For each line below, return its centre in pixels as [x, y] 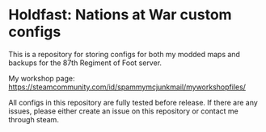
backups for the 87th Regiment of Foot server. [85, 63]
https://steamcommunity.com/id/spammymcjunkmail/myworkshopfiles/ [127, 87]
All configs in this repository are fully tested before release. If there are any [133, 102]
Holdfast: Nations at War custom [120, 15]
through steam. [34, 119]
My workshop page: [42, 78]
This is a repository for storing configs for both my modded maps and [125, 54]
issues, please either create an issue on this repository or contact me [123, 111]
